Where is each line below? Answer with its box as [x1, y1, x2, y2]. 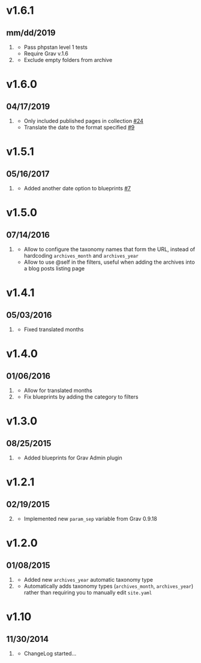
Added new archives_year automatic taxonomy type [23, 576, 153, 583]
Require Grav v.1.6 [23, 50, 69, 57]
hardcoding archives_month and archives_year [23, 252, 139, 259]
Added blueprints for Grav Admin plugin [23, 454, 123, 461]
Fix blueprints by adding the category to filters [23, 393, 139, 400]
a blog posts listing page [23, 265, 85, 272]
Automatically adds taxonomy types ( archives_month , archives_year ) [23, 582, 194, 590]
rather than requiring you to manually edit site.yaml [23, 589, 152, 596]
